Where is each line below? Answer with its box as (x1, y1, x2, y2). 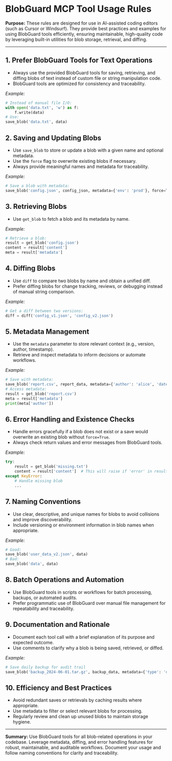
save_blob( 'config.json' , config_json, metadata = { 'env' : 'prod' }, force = (5, 188, 166, 193)
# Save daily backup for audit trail (5, 664, 86, 670)
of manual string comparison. (12, 288, 75, 294)
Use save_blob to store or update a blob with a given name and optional (12, 147, 164, 153)
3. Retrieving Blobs (5, 202, 67, 211)
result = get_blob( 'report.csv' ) (5, 391, 77, 396)
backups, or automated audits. (12, 595, 78, 601)
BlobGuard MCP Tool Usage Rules (5, 3, 152, 15)
